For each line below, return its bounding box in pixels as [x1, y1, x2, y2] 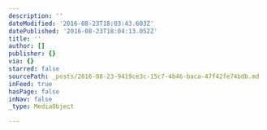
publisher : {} [8, 50, 57, 58]
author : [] [8, 42, 45, 50]
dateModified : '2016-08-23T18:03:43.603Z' [8, 19, 154, 28]
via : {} [8, 58, 35, 66]
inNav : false [8, 95, 53, 103]
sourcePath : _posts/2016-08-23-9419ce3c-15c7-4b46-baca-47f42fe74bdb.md [8, 72, 260, 80]
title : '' [8, 34, 42, 43]
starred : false [8, 65, 60, 73]
